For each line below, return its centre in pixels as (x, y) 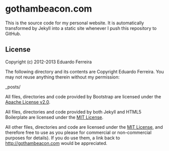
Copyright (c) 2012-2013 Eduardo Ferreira (49, 62)
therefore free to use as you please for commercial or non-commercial (78, 132)
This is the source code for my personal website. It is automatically (75, 23)
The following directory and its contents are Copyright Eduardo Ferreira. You (84, 71)
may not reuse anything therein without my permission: (63, 77)
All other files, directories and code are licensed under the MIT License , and (84, 127)
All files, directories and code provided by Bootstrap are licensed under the (83, 96)
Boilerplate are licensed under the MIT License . (54, 117)
